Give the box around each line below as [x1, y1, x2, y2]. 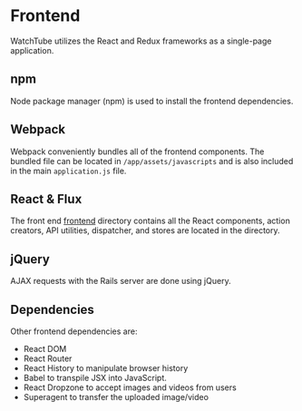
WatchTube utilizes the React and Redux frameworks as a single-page [10, 35, 272, 46]
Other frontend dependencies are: [10, 326, 138, 337]
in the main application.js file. [10, 165, 127, 176]
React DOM [23, 344, 67, 354]
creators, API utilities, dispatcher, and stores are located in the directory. [10, 225, 280, 236]
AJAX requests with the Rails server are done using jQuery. [10, 276, 231, 287]
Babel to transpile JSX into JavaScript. [23, 373, 167, 383]
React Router [23, 353, 73, 364]
